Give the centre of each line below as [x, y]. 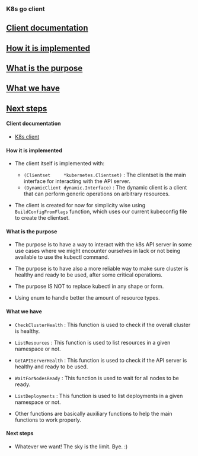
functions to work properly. [48, 420]
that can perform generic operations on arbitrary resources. [97, 194]
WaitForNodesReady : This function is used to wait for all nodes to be [97, 378]
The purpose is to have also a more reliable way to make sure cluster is [101, 269]
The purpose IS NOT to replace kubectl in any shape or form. [89, 287]
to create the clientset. [42, 218]
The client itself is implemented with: [60, 163]
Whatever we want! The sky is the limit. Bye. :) [71, 447]
